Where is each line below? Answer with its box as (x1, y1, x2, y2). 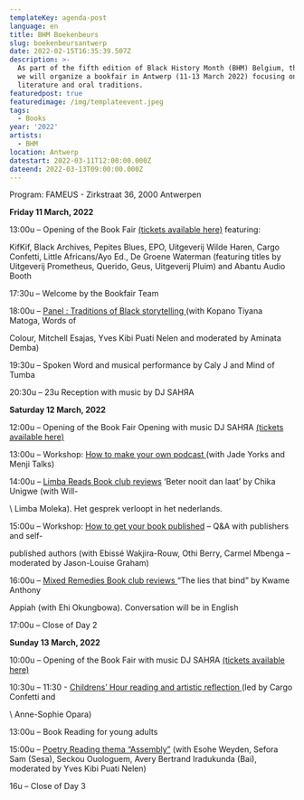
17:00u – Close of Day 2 (9, 620, 98, 631)
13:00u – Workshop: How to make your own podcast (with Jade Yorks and (9, 449, 285, 460)
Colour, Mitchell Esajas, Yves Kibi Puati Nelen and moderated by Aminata (9, 333, 282, 344)
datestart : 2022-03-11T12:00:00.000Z (9, 155, 152, 165)
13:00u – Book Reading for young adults (9, 727, 158, 738)
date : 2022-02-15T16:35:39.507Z (9, 47, 131, 56)
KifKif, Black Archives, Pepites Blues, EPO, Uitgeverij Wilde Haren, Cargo (9, 241, 280, 253)
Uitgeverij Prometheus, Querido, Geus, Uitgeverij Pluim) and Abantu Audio (9, 261, 286, 272)
